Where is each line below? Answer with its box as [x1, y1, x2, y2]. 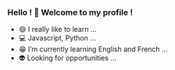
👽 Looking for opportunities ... [18, 54, 116, 63]
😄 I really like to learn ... [18, 25, 97, 34]
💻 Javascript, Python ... [18, 33, 97, 43]
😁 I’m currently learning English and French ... [18, 44, 169, 54]
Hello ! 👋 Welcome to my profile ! [7, 7, 134, 18]
